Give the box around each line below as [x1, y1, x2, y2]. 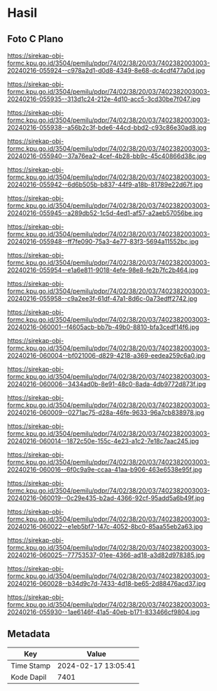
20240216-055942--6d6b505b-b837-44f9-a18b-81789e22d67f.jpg [7, 180, 203, 189]
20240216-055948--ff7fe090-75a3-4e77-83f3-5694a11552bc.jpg [7, 237, 199, 246]
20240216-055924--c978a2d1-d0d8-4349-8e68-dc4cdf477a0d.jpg [7, 67, 205, 74]
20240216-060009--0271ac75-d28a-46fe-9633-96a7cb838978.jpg [7, 408, 205, 417]
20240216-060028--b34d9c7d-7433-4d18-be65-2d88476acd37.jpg [7, 579, 206, 587]
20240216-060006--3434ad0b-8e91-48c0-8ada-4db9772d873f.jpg [7, 380, 206, 388]
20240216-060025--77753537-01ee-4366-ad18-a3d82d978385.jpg [7, 551, 205, 559]
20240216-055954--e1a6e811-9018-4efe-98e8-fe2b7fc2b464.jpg [7, 266, 199, 274]
